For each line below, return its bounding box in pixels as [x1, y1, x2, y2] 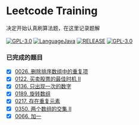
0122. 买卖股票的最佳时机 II [14, 75, 81, 82]
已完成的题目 [6, 53, 43, 62]
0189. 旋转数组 [14, 90, 51, 97]
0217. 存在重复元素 [14, 98, 61, 105]
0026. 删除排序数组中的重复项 [14, 68, 89, 75]
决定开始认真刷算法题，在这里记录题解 [6, 24, 100, 31]
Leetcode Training [6, 4, 98, 18]
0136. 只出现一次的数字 [14, 83, 72, 90]
